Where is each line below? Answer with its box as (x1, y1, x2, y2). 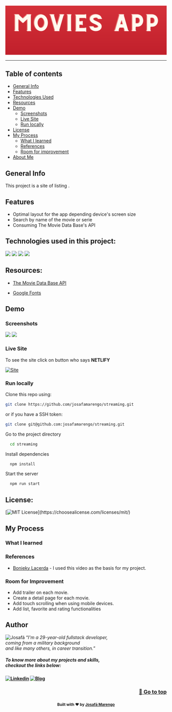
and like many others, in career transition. (5, 645, 94, 651)
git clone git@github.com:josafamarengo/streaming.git (5, 422, 125, 427)
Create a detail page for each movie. (12, 595, 90, 601)
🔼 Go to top (139, 688, 167, 695)
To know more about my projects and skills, (5, 657, 100, 663)
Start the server (5, 471, 38, 477)
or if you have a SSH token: (5, 411, 63, 417)
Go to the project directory (5, 431, 61, 437)
